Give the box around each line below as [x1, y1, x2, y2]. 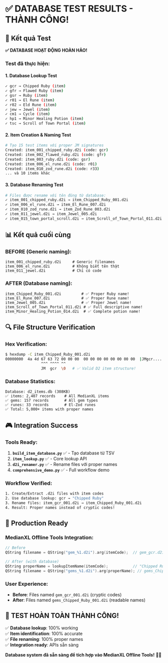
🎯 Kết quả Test [5, 34, 51, 43]
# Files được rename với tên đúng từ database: [5, 193, 106, 198]
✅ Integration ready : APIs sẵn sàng [5, 641, 79, 647]
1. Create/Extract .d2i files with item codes [5, 491, 104, 496]
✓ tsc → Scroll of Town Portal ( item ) [5, 121, 86, 126]
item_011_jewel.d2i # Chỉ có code [5, 268, 101, 273]
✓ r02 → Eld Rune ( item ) [5, 102, 57, 107]
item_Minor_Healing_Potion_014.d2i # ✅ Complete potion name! [5, 309, 141, 314]
